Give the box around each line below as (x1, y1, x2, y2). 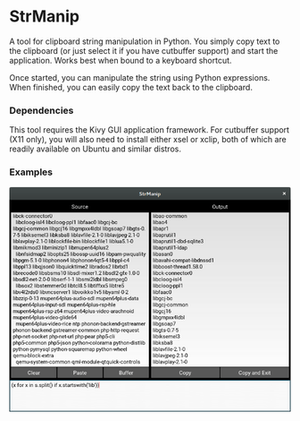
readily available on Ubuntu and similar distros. (9, 143, 181, 154)
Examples (9, 166, 54, 178)
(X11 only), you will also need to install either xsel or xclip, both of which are (9, 134, 287, 145)
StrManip (9, 6, 80, 27)
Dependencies (9, 104, 74, 116)
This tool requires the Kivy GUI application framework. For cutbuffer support (9, 125, 290, 135)
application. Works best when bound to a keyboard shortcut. (9, 55, 232, 65)
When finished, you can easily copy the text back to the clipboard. (9, 82, 253, 92)
